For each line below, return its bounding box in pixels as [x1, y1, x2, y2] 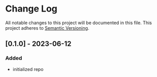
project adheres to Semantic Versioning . [5, 25, 89, 31]
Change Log [5, 3, 57, 15]
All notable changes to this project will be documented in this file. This [5, 20, 152, 26]
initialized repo [12, 66, 44, 72]
